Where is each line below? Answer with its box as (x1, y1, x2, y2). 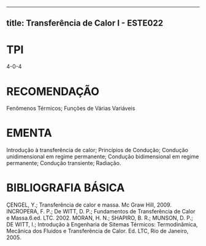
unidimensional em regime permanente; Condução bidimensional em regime (6, 153, 199, 160)
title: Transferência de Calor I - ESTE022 (6, 18, 164, 28)
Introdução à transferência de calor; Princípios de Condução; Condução (6, 147, 189, 154)
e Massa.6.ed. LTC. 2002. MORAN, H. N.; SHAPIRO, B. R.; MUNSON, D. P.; (6, 214, 193, 221)
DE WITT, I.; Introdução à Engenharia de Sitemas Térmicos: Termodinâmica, (6, 221, 198, 228)
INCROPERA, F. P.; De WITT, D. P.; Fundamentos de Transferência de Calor (6, 208, 196, 215)
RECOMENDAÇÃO (6, 84, 100, 98)
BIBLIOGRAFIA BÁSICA (6, 181, 125, 195)
